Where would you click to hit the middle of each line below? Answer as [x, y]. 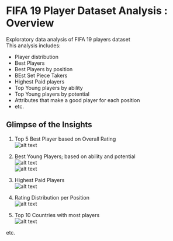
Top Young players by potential [52, 94]
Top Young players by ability [49, 88]
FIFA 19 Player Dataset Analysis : [87, 11]
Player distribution [36, 57]
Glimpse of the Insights [49, 125]
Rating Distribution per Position [52, 197]
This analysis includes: [33, 46]
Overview [30, 23]
